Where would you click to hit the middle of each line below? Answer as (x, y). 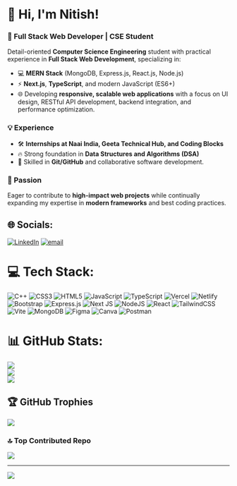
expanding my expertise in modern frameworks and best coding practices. (117, 203)
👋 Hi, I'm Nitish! (53, 14)
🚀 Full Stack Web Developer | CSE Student (80, 37)
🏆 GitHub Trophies (50, 402)
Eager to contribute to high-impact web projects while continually (104, 195)
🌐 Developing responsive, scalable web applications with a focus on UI (123, 94)
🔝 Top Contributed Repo (49, 440)
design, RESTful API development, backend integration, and (104, 102)
